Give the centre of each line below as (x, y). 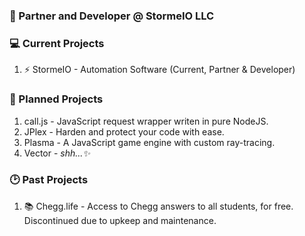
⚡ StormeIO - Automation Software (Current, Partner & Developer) (159, 70)
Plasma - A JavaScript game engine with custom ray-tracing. (149, 142)
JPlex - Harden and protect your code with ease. (124, 131)
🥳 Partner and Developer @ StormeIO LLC (112, 16)
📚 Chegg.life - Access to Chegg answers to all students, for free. (158, 206)
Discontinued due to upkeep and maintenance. (120, 220)
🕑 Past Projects (49, 180)
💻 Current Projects (57, 43)
